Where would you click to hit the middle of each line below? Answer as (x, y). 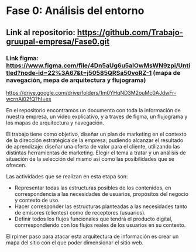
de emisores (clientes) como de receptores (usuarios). (80, 212)
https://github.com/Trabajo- (130, 32)
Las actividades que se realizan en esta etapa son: (67, 176)
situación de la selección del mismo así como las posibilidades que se (90, 158)
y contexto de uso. (37, 200)
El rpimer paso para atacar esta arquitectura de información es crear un (92, 236)
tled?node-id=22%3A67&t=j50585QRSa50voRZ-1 (79, 73)
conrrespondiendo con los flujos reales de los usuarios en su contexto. (100, 225)
